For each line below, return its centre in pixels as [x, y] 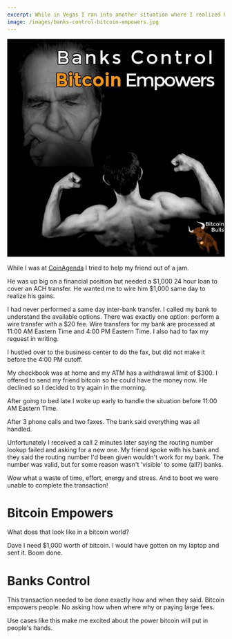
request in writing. [33, 338]
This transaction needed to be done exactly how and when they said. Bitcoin [116, 600]
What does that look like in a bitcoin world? [68, 532]
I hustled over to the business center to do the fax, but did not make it [106, 352]
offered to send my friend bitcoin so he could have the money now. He [107, 380]
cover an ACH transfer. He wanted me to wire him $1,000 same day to [106, 288]
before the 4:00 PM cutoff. [45, 359]
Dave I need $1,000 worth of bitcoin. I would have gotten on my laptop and [113, 546]
